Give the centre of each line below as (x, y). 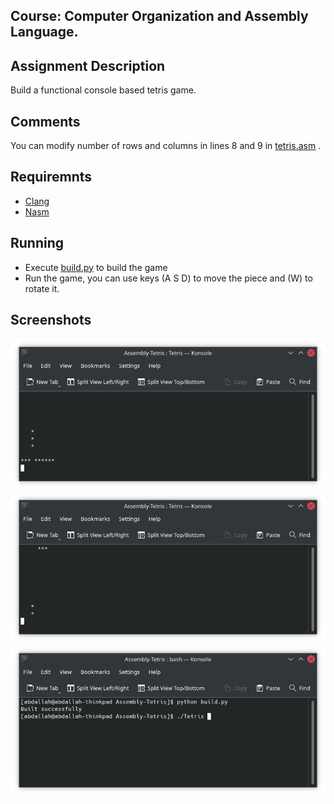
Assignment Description (88, 65)
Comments (45, 121)
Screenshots (51, 320)
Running (37, 243)
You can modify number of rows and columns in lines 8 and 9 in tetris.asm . (166, 146)
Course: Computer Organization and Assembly (159, 16)
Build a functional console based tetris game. (103, 90)
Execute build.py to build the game (96, 267)
